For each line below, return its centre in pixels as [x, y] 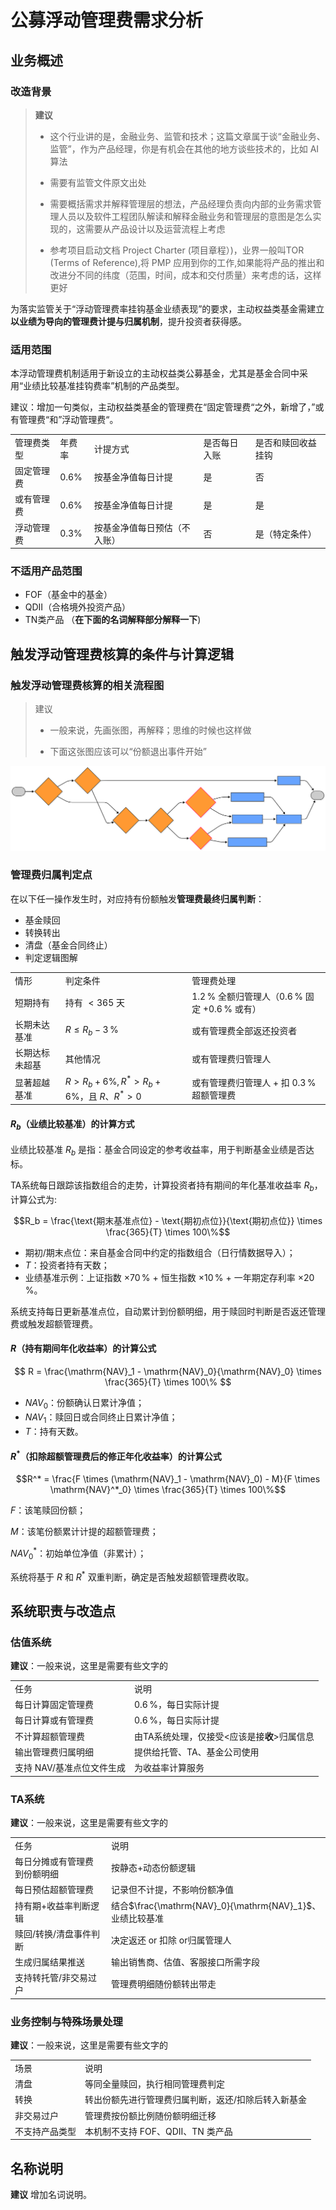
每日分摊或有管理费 [54, 1861]
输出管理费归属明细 [54, 1752]
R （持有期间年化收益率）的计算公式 [83, 1348]
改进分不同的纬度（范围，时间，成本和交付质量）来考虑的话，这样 [185, 275]
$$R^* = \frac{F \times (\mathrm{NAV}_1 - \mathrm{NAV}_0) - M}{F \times [168, 1479]
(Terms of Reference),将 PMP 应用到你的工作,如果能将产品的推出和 [187, 262]
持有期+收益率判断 [53, 1905]
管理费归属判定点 [51, 875]
